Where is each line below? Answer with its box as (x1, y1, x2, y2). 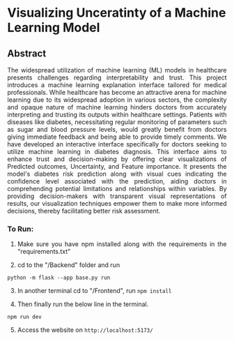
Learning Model (7, 20, 100, 36)
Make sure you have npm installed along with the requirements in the (17, 240, 227, 248)
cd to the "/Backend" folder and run (17, 261, 120, 269)
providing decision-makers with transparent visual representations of (7, 192, 227, 200)
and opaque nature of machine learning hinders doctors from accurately (7, 103, 227, 111)
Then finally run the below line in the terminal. (17, 300, 149, 308)
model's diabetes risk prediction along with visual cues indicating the (7, 169, 227, 178)
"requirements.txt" (17, 248, 71, 256)
